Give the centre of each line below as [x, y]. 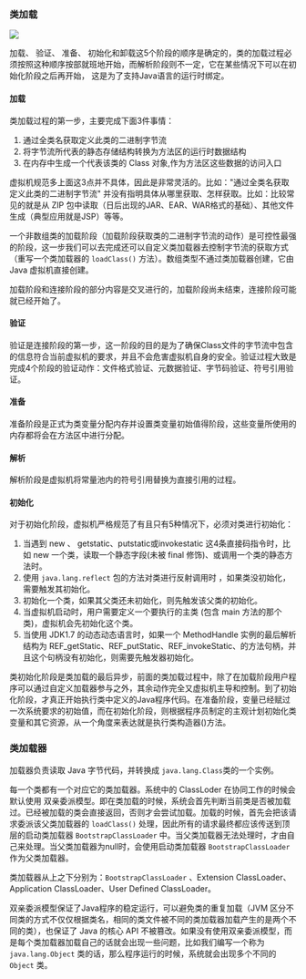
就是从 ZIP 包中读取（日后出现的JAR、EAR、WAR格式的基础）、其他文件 [159, 205]
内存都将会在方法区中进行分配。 [69, 435]
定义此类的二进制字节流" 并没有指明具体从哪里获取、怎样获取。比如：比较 [148, 193]
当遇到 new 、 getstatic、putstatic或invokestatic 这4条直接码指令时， [153, 543]
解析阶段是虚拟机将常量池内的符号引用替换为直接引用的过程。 [125, 479]
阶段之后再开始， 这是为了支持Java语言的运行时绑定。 [127, 76]
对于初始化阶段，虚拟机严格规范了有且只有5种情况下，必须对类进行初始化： [152, 524]
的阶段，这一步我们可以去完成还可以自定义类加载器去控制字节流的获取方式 [149, 247]
